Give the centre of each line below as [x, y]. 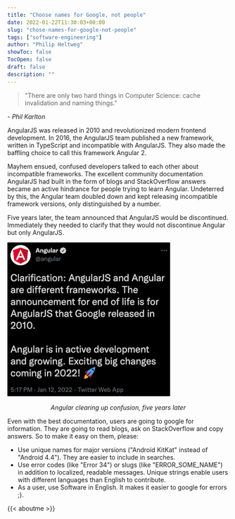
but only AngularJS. [36, 232]
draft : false [26, 67]
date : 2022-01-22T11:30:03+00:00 [56, 22]
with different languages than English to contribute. [92, 480]
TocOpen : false [30, 60]
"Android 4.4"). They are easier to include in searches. [96, 457]
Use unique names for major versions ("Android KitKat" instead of [113, 450]
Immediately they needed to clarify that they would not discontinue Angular [116, 225]
